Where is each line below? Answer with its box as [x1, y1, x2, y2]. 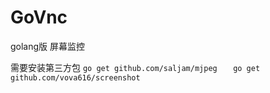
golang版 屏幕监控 [10, 40, 86, 52]
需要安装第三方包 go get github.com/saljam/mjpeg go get [10, 61, 261, 73]
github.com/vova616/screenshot [10, 72, 141, 83]
